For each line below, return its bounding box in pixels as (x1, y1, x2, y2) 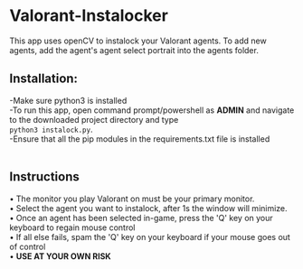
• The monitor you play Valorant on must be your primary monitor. (9, 193, 255, 204)
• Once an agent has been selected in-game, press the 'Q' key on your (9, 212, 273, 223)
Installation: (9, 71, 79, 87)
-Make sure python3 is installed (9, 95, 128, 106)
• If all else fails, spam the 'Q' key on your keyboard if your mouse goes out (9, 231, 291, 242)
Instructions (9, 169, 80, 185)
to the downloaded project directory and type (9, 114, 179, 125)
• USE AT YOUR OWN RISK (9, 250, 111, 262)
